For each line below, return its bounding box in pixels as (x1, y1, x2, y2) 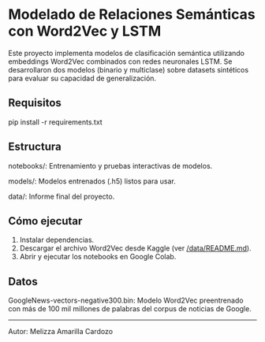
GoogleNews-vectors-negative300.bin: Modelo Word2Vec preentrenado (8, 296, 244, 305)
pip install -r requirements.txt (8, 117, 103, 127)
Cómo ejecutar (8, 214, 83, 228)
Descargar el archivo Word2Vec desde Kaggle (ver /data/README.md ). (19, 243, 252, 253)
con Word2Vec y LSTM (8, 22, 162, 40)
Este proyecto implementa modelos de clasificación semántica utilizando (8, 48, 245, 58)
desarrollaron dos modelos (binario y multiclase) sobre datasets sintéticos (8, 65, 249, 74)
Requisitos (8, 96, 62, 110)
